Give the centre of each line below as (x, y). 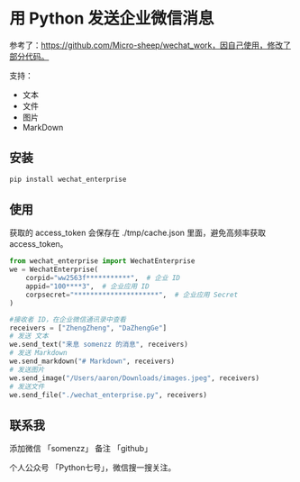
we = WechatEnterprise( (54, 270)
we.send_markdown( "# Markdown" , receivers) (92, 361)
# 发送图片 (27, 369)
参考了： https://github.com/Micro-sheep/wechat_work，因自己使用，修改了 (150, 45)
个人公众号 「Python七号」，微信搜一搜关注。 (93, 468)
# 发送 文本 (29, 336)
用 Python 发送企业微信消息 (112, 18)
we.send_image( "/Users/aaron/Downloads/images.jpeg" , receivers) (134, 378)
